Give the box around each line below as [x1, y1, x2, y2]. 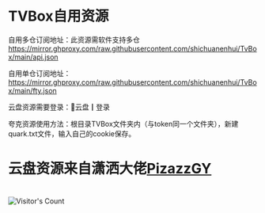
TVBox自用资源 [8, 7, 109, 25]
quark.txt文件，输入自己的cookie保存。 [8, 128, 136, 139]
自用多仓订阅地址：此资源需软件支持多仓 [8, 35, 140, 44]
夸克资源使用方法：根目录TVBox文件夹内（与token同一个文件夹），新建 [8, 119, 239, 128]
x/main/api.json [8, 52, 59, 62]
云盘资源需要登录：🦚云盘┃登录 [8, 102, 111, 112]
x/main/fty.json [8, 86, 57, 95]
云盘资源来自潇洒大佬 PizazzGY [8, 160, 212, 178]
